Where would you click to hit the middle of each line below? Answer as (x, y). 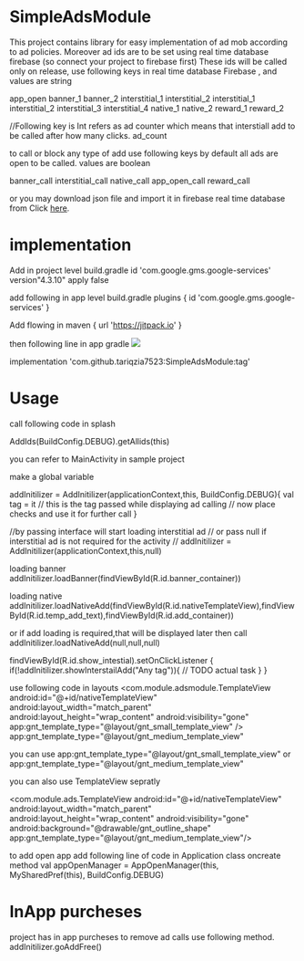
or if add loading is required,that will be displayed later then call (128, 632)
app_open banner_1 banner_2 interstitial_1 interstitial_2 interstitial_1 (132, 99)
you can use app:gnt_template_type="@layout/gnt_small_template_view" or (150, 754)
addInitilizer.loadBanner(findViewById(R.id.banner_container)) (125, 578)
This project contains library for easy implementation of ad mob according (149, 42)
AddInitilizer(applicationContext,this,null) (86, 550)
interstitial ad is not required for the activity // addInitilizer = (121, 541)
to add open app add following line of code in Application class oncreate (145, 855)
